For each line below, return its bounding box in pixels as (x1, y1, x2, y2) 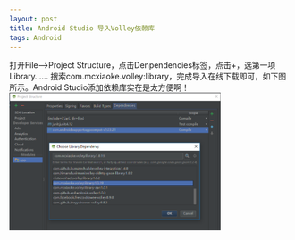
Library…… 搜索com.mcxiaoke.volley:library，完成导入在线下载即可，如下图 (9, 71, 287, 82)
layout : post (9, 14, 58, 23)
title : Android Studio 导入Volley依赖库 (9, 23, 155, 33)
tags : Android (9, 33, 63, 42)
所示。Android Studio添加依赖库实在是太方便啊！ (9, 82, 190, 93)
